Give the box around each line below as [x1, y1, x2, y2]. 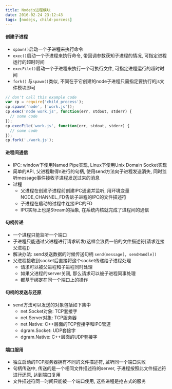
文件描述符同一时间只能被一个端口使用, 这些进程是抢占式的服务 [12, 378, 146, 384]
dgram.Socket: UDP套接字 [20, 327, 76, 334]
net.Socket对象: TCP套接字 [20, 308, 78, 314]
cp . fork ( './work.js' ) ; [5, 138, 54, 143]
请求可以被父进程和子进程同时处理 [20, 264, 93, 270]
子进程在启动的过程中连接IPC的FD [20, 200, 92, 206]
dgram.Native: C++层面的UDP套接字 [20, 334, 98, 340]
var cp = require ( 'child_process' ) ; [5, 100, 84, 105]
